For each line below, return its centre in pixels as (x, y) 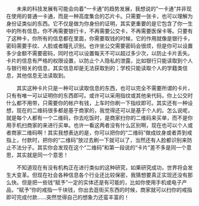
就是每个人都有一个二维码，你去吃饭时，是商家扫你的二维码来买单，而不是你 (99, 118)
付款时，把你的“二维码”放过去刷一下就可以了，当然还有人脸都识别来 (105, 140)
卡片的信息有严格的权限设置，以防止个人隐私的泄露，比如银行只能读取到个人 (99, 61)
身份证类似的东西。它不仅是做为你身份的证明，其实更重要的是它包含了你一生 (99, 23)
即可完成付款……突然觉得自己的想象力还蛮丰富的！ (68, 197)
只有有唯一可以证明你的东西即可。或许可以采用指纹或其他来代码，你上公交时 (99, 96)
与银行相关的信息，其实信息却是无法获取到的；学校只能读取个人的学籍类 (94, 68)
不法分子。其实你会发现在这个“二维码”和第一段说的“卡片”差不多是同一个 (99, 148)
